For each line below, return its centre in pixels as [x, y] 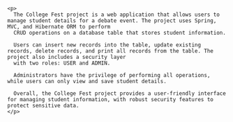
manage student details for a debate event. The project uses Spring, [112, 21]
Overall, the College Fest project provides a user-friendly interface [120, 94]
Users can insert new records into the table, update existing [107, 45]
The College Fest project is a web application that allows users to [116, 15]
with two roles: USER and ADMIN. [62, 63]
